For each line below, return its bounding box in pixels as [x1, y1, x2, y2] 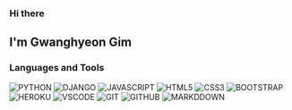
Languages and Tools [9, 62, 105, 74]
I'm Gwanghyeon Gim [9, 35, 133, 50]
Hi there [9, 7, 45, 20]
